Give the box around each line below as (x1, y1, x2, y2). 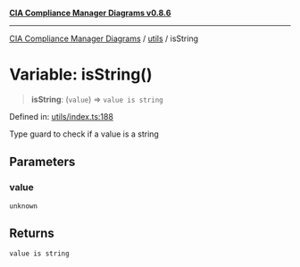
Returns (9, 226, 55, 241)
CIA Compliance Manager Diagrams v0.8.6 (9, 8, 171, 18)
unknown (9, 201, 38, 211)
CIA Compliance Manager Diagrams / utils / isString (9, 33, 199, 44)
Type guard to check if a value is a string (9, 129, 159, 139)
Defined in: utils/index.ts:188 (9, 111, 114, 121)
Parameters (9, 154, 76, 170)
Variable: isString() (9, 64, 153, 85)
